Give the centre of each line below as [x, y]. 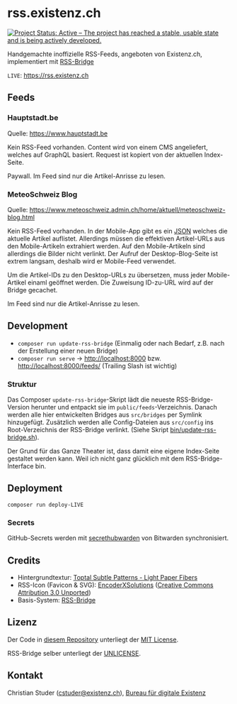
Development [38, 326]
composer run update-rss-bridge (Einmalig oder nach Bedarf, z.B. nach [121, 343]
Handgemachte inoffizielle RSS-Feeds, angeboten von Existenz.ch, [105, 54]
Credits [24, 560]
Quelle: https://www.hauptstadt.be [58, 133]
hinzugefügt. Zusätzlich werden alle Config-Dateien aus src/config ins [110, 422]
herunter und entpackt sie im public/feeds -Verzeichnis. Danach [124, 407]
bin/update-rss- [193, 430]
